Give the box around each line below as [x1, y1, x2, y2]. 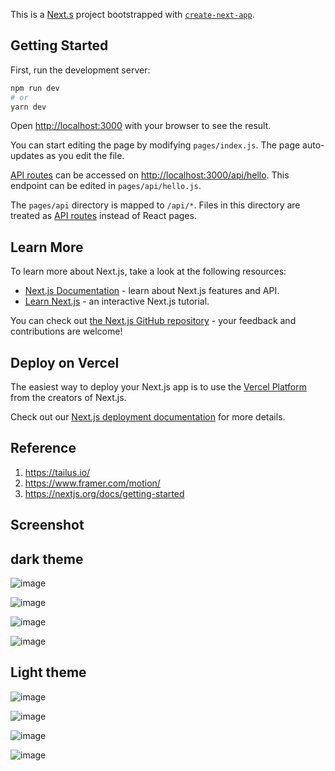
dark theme [10, 550, 84, 568]
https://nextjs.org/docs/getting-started [24, 487, 185, 499]
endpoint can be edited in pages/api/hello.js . [10, 180, 202, 192]
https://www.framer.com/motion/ [24, 477, 161, 489]
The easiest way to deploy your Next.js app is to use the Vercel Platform [10, 381, 308, 393]
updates [10, 150, 45, 162]
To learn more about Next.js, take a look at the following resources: [10, 265, 287, 278]
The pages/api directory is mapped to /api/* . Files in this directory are [10, 199, 301, 211]
